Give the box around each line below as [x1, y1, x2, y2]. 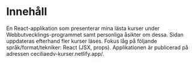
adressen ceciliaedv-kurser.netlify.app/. [6, 50, 105, 57]
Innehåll [6, 5, 47, 19]
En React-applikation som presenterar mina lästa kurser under [6, 25, 160, 32]
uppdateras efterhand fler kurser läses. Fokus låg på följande [6, 37, 157, 44]
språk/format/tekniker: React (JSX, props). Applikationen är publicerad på [6, 44, 189, 51]
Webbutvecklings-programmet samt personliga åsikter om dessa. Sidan [6, 31, 184, 38]
